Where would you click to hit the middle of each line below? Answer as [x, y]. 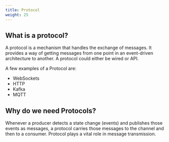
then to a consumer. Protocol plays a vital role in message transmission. [81, 134]
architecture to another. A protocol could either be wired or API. [72, 59]
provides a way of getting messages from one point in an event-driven [79, 53]
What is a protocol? [37, 35]
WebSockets [26, 78]
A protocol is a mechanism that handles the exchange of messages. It [79, 48]
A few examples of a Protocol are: [41, 68]
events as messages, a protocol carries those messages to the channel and [85, 129]
